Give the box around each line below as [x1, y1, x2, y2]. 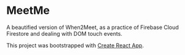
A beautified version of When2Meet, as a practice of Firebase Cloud [6, 24, 179, 31]
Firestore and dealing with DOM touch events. [6, 30, 123, 37]
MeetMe [6, 4, 50, 18]
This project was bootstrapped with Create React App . [6, 42, 144, 49]
